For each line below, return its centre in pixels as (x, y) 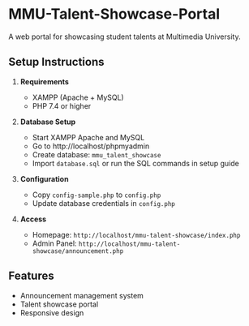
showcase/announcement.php (78, 251)
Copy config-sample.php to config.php (97, 195)
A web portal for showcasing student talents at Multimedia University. (124, 36)
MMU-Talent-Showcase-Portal (114, 14)
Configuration (44, 178)
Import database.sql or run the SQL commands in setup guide (135, 163)
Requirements (44, 81)
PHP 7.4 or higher (62, 105)
